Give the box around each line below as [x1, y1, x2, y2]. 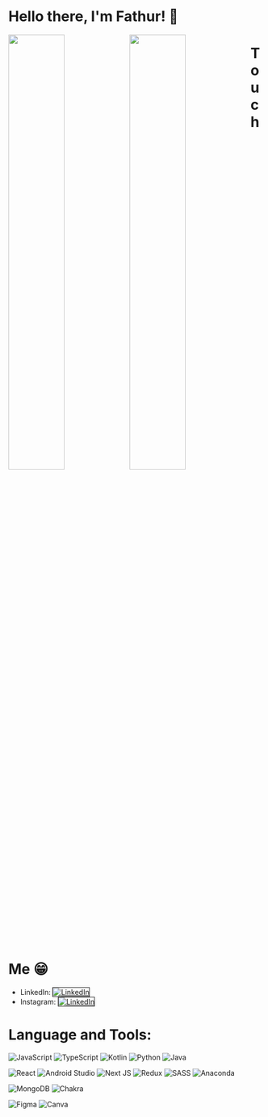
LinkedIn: [19, 987, 51, 997]
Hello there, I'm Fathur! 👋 [8, 7, 179, 26]
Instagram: [19, 997, 57, 1006]
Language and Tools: [8, 1026, 152, 1043]
